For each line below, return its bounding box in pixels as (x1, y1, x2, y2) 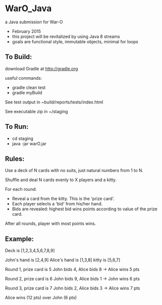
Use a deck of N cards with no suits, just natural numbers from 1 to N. (5, 168, 144, 173)
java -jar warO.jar (12, 140, 47, 146)
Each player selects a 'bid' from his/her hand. (12, 201, 103, 207)
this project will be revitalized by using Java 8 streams (12, 34, 120, 39)
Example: (5, 235, 34, 243)
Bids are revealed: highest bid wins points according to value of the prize (12, 206, 158, 212)
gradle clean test (12, 85, 46, 90)
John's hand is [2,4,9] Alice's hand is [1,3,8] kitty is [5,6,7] (5, 257, 120, 263)
